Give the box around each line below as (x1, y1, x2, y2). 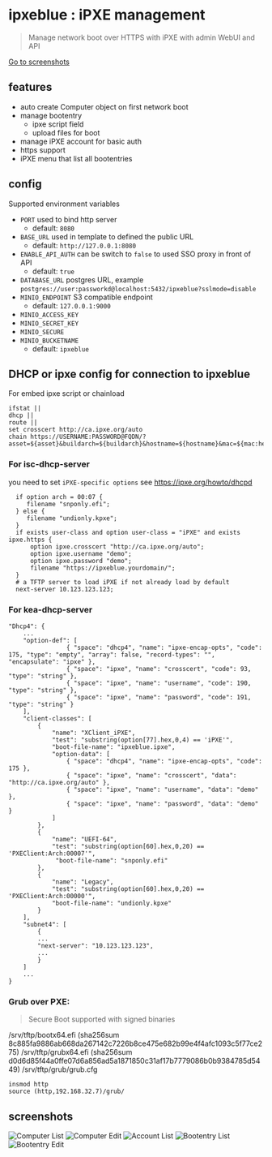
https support (19, 144, 66, 155)
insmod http (8, 1081, 49, 1089)
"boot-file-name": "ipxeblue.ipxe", (51, 742, 176, 751)
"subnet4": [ (23, 920, 67, 928)
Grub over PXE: (8, 996, 70, 1007)
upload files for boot (32, 127, 100, 137)
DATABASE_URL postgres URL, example (19, 274, 144, 285)
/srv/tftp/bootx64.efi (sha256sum (8, 1030, 120, 1040)
